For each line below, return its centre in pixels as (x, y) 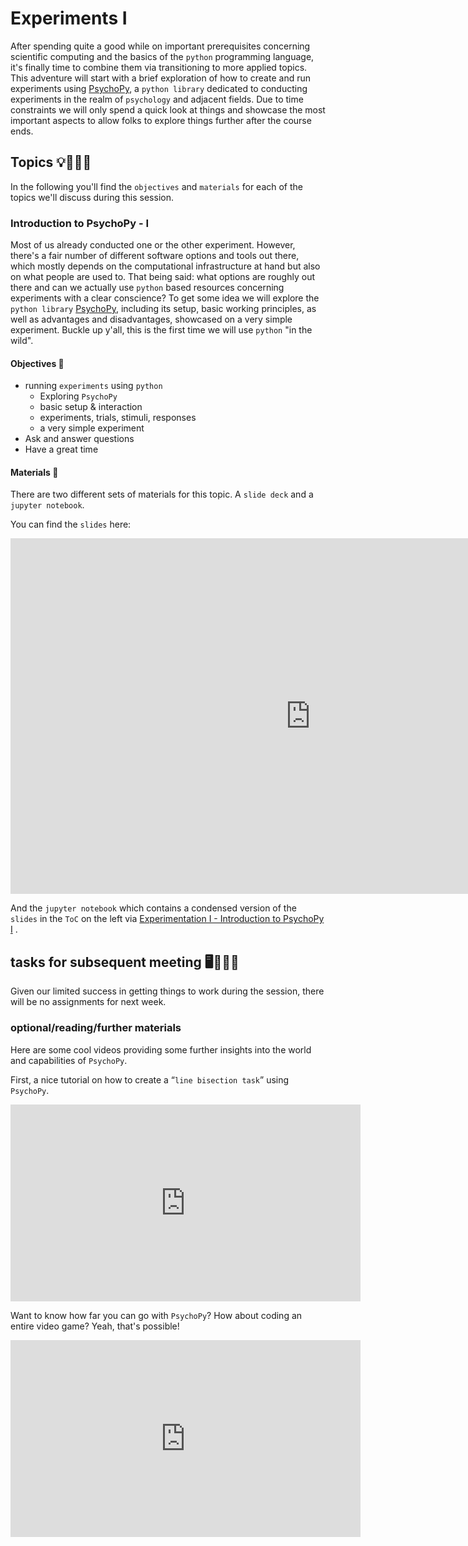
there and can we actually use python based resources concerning (147, 288)
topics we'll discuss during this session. (92, 197)
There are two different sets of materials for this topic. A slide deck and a (162, 494)
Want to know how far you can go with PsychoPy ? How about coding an (156, 1315)
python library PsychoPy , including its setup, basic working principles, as (163, 309)
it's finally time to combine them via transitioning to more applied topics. (159, 67)
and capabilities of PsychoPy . (69, 1060)
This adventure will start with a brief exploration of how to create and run (160, 78)
